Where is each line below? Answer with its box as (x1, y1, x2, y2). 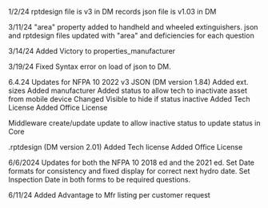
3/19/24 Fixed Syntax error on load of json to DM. (8, 62, 171, 71)
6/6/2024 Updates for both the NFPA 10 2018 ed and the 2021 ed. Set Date (8, 158, 254, 167)
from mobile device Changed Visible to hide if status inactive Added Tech (8, 94, 250, 103)
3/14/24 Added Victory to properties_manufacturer (8, 46, 176, 55)
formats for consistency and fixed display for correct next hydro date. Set (8, 166, 250, 175)
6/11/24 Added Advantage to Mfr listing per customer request (8, 190, 210, 199)
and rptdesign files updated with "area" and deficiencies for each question (8, 31, 254, 40)
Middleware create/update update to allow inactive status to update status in (8, 118, 262, 127)
